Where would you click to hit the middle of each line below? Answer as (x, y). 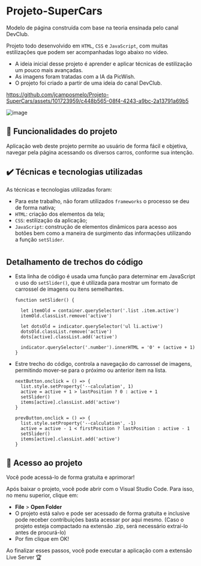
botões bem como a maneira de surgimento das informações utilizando (103, 233)
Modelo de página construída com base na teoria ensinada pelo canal (92, 28)
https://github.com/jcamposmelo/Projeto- (58, 94)
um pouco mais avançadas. (49, 70)
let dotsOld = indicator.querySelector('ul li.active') (92, 327)
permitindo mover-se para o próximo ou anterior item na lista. (91, 370)
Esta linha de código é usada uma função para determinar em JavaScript (105, 276)
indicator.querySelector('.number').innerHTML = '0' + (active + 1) (108, 348)
